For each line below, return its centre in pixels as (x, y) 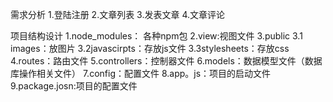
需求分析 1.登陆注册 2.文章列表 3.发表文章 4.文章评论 (118, 14)
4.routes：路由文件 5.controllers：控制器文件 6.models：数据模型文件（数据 (166, 61)
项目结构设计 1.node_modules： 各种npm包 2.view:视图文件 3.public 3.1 (156, 36)
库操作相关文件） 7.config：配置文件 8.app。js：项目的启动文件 (141, 73)
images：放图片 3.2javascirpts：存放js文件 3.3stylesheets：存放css (150, 48)
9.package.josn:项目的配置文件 (74, 86)
